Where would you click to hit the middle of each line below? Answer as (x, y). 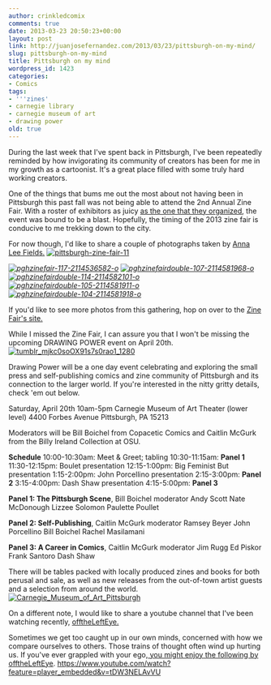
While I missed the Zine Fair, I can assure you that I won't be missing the (129, 334)
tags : (17, 91)
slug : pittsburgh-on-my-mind (58, 54)
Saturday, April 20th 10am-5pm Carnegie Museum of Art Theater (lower (128, 408)
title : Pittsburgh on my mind (60, 62)
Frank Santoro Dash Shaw (52, 555)
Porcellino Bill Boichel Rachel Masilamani (77, 531)
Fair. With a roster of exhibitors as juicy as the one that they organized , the (133, 211)
